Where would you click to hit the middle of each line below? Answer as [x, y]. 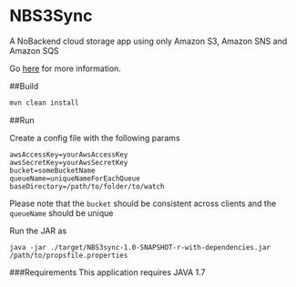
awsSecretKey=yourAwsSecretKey [69, 162]
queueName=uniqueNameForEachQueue [75, 179]
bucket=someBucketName [52, 170]
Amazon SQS [34, 50]
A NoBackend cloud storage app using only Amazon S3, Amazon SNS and [148, 41]
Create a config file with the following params [95, 138]
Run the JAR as [38, 231]
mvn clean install [44, 102]
